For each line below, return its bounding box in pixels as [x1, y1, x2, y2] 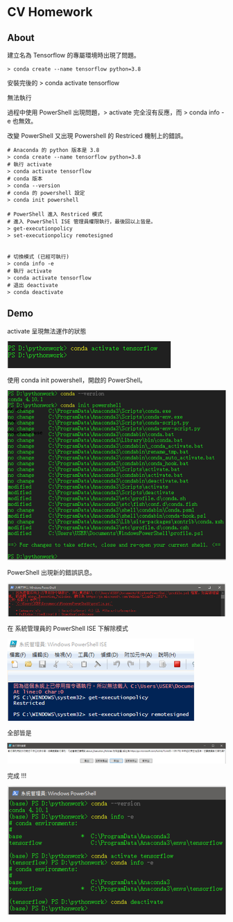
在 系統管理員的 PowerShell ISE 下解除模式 [7, 624, 128, 632]
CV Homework [7, 4, 93, 20]
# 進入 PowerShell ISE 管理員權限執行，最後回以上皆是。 [7, 218, 156, 225]
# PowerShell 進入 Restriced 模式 [7, 211, 103, 218]
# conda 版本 [7, 175, 43, 182]
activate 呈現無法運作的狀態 [7, 327, 87, 335]
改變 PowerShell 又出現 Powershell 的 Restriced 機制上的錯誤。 [7, 132, 187, 139]
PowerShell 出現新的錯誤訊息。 [7, 568, 96, 576]
